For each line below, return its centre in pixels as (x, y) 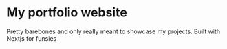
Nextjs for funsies (32, 38)
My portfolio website (67, 13)
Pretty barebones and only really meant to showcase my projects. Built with (113, 31)
